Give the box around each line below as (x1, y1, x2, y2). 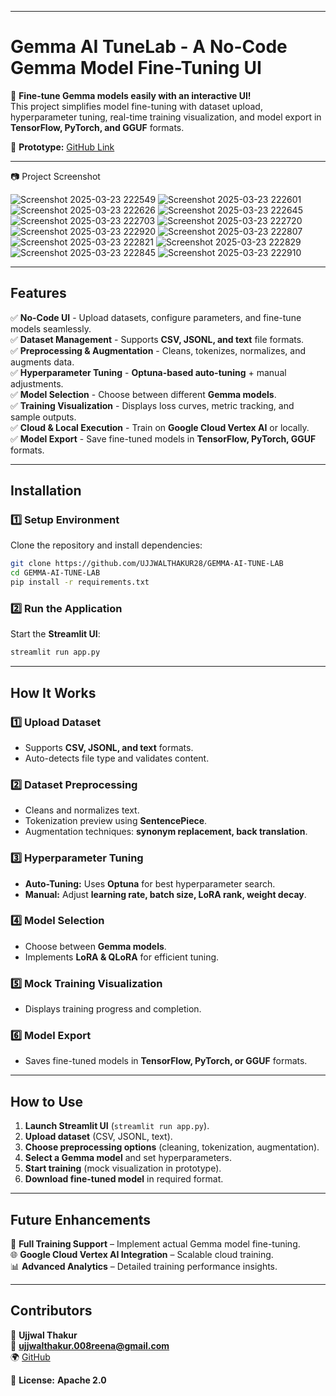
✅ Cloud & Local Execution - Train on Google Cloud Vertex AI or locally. (10, 421, 310, 433)
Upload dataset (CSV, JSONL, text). (24, 1131, 173, 1143)
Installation (10, 482, 82, 500)
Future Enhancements (10, 1211, 152, 1228)
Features (10, 285, 67, 302)
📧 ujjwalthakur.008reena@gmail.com (10, 1339, 170, 1351)
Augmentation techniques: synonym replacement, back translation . (24, 826, 308, 838)
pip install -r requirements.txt (10, 577, 150, 588)
